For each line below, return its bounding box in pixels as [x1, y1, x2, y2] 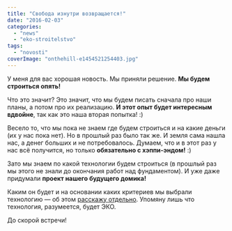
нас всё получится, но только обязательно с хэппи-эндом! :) [7, 145, 192, 154]
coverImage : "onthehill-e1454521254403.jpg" [7, 56, 139, 63]
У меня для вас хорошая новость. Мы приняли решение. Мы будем [7, 74, 210, 83]
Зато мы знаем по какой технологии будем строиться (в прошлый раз [7, 159, 217, 168]
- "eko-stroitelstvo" [13, 36, 77, 43]
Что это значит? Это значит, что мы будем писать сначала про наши [7, 95, 212, 104]
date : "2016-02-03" [7, 17, 64, 24]
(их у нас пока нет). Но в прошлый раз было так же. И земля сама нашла [7, 131, 226, 139]
